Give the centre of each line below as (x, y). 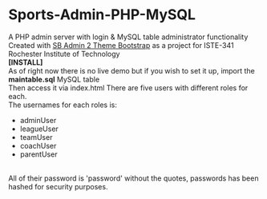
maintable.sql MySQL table (54, 79)
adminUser (38, 120)
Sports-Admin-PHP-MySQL (102, 15)
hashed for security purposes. (58, 186)
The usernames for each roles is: (63, 105)
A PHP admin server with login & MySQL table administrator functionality (128, 37)
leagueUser (39, 129)
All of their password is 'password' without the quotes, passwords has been (133, 178)
